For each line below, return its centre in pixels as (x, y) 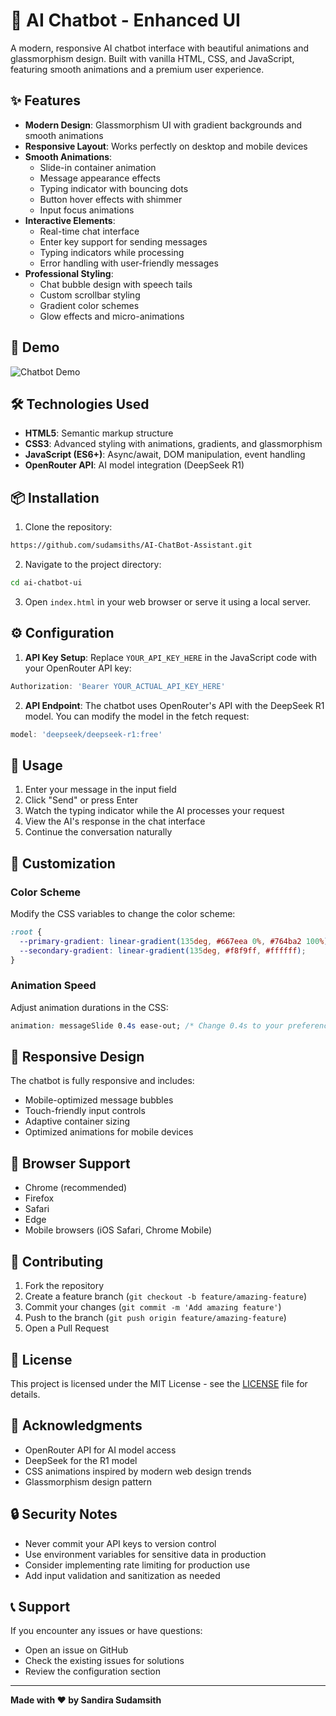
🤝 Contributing (57, 1261)
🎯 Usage (36, 765)
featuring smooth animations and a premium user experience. (137, 69)
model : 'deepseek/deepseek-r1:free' (86, 734)
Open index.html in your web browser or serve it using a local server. (168, 601)
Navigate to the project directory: (93, 565)
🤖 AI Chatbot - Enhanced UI (125, 20)
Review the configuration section (93, 1671)
